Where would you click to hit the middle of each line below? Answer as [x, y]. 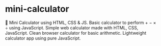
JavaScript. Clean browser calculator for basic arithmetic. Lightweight [76, 33]
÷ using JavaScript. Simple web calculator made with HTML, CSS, [72, 27]
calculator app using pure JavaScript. [43, 38]
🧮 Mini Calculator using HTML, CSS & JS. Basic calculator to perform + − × [80, 23]
